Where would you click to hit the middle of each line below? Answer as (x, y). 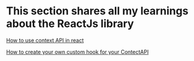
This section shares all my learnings (97, 11)
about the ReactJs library (70, 24)
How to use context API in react (45, 40)
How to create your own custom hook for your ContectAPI (78, 51)
